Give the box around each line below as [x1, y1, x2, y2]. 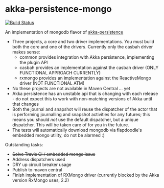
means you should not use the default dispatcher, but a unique [12, 117, 139, 122]
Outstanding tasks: [5, 141, 43, 147]
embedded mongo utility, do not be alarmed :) [12, 132, 105, 138]
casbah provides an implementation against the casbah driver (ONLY [19, 65, 159, 70]
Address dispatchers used [12, 156, 66, 162]
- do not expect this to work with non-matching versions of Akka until [12, 95, 153, 101]
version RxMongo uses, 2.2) [12, 177, 70, 183]
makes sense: [12, 49, 41, 55]
